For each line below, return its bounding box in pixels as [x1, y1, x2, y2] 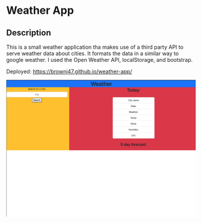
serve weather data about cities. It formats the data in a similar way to [6, 50, 179, 57]
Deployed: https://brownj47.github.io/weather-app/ [6, 68, 132, 75]
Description [6, 28, 51, 38]
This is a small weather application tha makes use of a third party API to [6, 43, 184, 50]
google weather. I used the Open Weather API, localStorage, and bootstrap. [6, 57, 193, 63]
